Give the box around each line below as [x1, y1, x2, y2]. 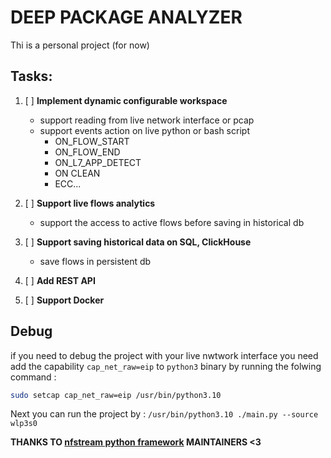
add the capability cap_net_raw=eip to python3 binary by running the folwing [10, 360, 322, 372]
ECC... [54, 177, 82, 190]
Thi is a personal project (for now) [10, 39, 150, 51]
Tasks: [10, 68, 53, 85]
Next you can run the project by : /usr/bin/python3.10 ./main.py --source [10, 408, 319, 420]
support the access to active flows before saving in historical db [39, 216, 305, 228]
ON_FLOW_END [54, 146, 121, 158]
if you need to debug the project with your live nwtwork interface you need [10, 349, 319, 361]
